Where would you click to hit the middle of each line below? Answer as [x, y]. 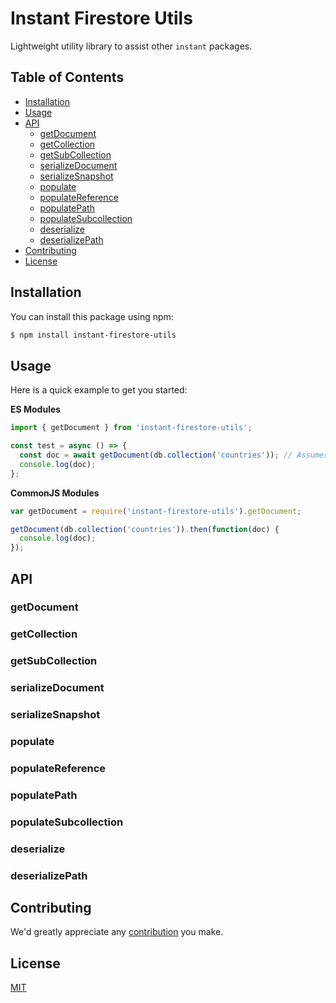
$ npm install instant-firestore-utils [93, 335]
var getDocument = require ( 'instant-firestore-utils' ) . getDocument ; [156, 511]
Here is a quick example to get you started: [99, 390]
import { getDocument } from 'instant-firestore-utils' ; [131, 428]
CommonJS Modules [55, 493]
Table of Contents [67, 77]
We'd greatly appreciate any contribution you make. [117, 932]
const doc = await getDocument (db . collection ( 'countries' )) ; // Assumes [174, 455]
